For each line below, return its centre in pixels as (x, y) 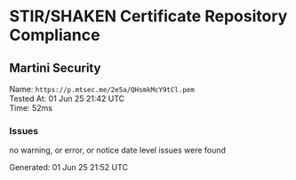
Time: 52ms (31, 108)
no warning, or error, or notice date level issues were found (118, 150)
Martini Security (55, 68)
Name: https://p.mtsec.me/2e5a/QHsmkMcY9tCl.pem (102, 89)
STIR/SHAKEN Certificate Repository (148, 16)
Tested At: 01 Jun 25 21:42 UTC (67, 98)
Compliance (55, 35)
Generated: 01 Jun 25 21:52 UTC (69, 168)
